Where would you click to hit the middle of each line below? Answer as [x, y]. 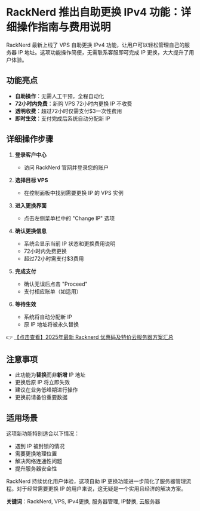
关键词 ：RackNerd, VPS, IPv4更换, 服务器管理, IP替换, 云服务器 [83, 501]
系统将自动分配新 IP [48, 317]
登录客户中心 [30, 154]
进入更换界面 [30, 205]
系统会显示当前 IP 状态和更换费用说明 [70, 243]
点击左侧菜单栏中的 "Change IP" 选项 [69, 218]
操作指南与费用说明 [64, 27]
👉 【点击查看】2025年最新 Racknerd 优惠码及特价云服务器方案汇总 [90, 337]
